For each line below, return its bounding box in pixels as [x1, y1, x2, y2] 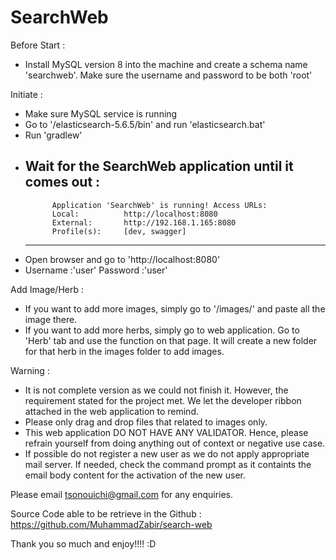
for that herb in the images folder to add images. [24, 345, 225, 357]
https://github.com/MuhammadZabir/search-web [10, 518, 213, 530]
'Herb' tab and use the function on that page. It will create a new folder [24, 334, 318, 346]
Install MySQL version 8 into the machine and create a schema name [24, 58, 308, 70]
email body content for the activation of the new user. [24, 469, 246, 481]
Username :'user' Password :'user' [24, 264, 168, 276]
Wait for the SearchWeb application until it [24, 158, 294, 175]
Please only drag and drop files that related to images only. [24, 416, 268, 428]
